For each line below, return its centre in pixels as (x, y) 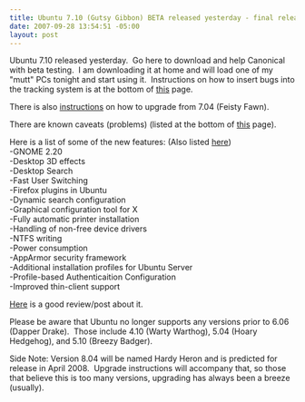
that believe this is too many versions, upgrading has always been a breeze (150, 378)
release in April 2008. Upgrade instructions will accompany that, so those (148, 368)
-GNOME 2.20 (36, 152)
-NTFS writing (36, 239)
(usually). (27, 387)
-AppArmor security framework (68, 258)
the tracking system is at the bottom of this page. (101, 89)
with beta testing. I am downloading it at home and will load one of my (142, 70)
